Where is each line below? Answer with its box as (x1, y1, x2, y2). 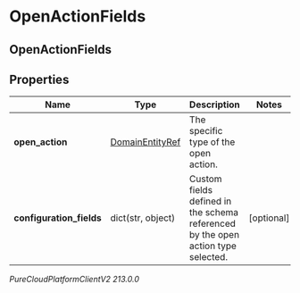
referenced (188, 217, 237, 230)
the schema (188, 206, 239, 219)
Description (188, 98, 241, 111)
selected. (188, 251, 229, 264)
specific (188, 125, 223, 138)
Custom (188, 172, 222, 185)
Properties (9, 71, 70, 87)
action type (188, 239, 237, 252)
